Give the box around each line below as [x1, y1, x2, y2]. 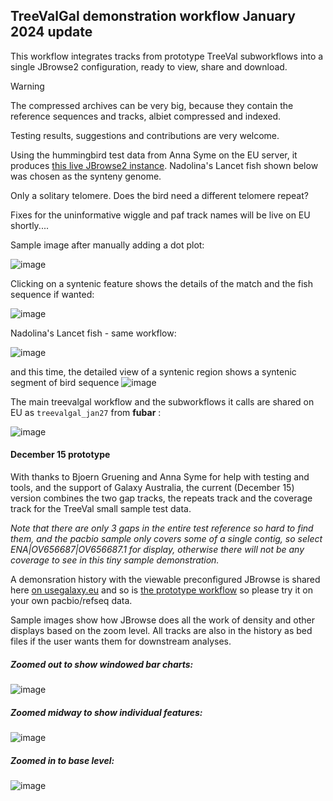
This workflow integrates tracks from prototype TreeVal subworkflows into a [10, 50, 324, 62]
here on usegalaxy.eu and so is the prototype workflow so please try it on [10, 584, 313, 596]
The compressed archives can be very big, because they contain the [10, 99, 294, 111]
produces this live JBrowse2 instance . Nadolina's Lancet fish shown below [10, 159, 319, 171]
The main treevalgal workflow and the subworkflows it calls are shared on [10, 395, 315, 408]
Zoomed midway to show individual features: [10, 706, 203, 718]
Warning [10, 80, 45, 92]
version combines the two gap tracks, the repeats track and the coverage [10, 492, 313, 504]
